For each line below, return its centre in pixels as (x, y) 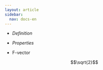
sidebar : (14, 14)
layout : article (22, 10)
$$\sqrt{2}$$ (84, 62)
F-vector (21, 52)
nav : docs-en (23, 19)
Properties (23, 43)
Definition (22, 33)
